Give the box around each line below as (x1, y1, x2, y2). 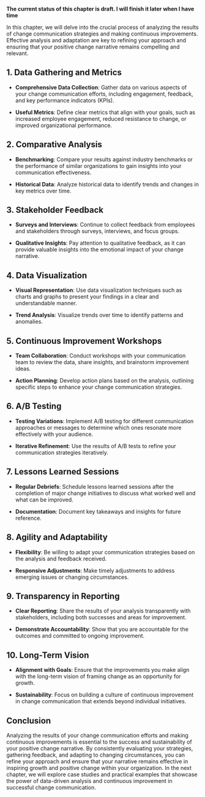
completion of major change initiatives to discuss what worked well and (15, 489, 196, 497)
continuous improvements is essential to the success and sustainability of (6, 738, 193, 746)
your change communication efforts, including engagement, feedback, (15, 90, 193, 97)
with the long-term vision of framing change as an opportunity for (15, 673, 182, 680)
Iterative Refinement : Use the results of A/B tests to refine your (15, 442, 176, 449)
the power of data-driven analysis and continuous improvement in (6, 777, 173, 784)
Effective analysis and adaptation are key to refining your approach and (6, 37, 187, 44)
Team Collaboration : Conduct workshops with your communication (15, 352, 186, 359)
